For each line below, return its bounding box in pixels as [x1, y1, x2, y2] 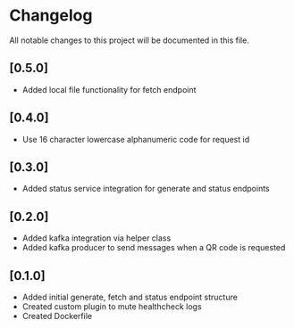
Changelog [9, 5, 93, 26]
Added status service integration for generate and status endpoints [21, 184, 270, 194]
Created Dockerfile [21, 311, 92, 321]
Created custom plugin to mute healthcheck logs [21, 301, 203, 312]
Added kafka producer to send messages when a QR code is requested [21, 242, 286, 253]
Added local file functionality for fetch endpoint [21, 84, 197, 94]
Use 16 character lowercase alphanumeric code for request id [21, 134, 250, 144]
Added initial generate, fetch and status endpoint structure [21, 291, 239, 302]
